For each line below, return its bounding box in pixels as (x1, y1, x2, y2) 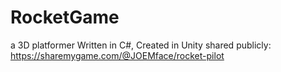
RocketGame (10, 6, 120, 29)
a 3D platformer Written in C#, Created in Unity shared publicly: (10, 39, 272, 51)
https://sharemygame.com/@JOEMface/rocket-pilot (10, 49, 225, 61)
